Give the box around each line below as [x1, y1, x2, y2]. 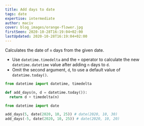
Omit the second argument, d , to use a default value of [12, 67, 121, 72]
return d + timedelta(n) [9, 95, 59, 99]
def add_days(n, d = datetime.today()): [5, 90, 88, 95]
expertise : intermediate [5, 16, 55, 21]
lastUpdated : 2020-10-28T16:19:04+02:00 [5, 34, 88, 39]
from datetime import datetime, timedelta [5, 81, 92, 86]
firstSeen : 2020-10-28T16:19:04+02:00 [5, 29, 83, 34]
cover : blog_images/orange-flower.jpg [5, 25, 83, 30]
